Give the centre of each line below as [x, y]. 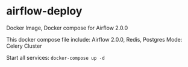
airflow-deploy [44, 11]
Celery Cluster [24, 46]
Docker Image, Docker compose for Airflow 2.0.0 [67, 28]
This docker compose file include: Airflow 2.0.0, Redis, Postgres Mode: [94, 39]
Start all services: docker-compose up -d [56, 57]
